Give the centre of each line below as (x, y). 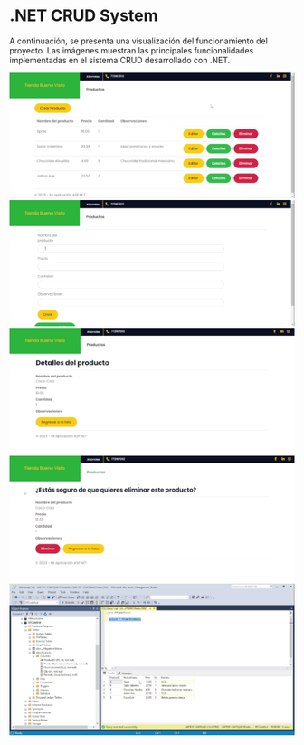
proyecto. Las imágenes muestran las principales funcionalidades (132, 50)
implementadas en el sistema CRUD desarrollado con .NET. (120, 60)
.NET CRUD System (84, 16)
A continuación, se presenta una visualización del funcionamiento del (139, 41)
